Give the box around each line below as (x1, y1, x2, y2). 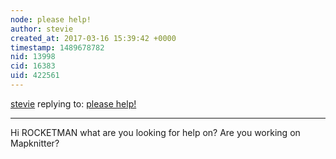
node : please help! (10, 14, 92, 25)
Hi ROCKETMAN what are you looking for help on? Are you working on (10, 126, 301, 138)
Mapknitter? (10, 137, 60, 149)
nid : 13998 (10, 52, 56, 62)
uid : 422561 (10, 71, 60, 81)
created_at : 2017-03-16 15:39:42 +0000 (10, 33, 177, 43)
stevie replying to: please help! (10, 97, 137, 110)
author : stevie (10, 24, 74, 34)
